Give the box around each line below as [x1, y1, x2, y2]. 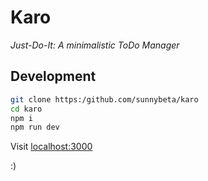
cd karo [10, 104, 43, 114]
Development [10, 68, 97, 85]
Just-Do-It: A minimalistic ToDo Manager [10, 39, 180, 51]
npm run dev [10, 122, 60, 133]
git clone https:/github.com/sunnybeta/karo [10, 94, 199, 105]
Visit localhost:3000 [10, 141, 93, 153]
